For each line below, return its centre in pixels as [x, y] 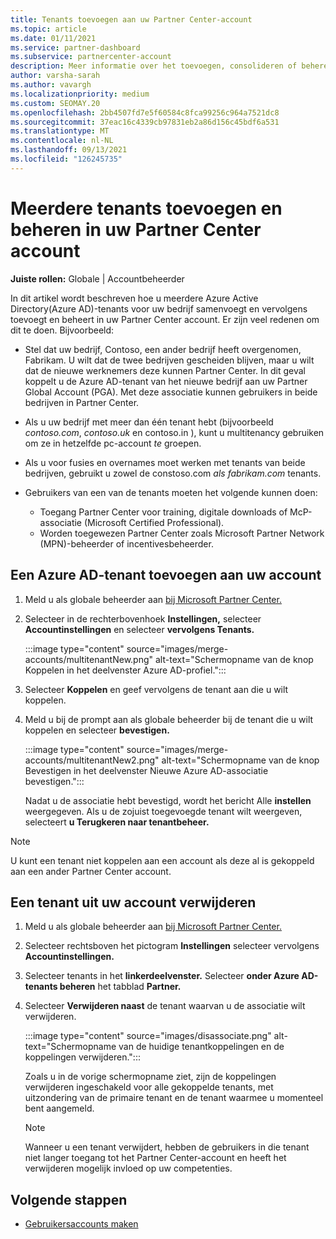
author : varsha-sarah [55, 76]
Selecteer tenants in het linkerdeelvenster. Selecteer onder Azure [162, 976]
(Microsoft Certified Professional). [154, 522]
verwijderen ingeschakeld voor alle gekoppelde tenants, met [149, 1087]
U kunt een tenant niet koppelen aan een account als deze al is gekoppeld [162, 860]
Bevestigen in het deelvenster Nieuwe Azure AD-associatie [146, 770]
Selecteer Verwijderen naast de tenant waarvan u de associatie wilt [165, 1006]
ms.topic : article [48, 29]
